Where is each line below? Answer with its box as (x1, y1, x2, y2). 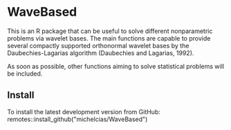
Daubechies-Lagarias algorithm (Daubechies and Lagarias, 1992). (7, 49, 194, 57)
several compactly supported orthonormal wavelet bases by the (7, 41, 190, 50)
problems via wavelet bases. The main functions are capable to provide (7, 34, 211, 42)
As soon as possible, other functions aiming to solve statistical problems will (7, 62, 225, 70)
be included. (7, 69, 43, 78)
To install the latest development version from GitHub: (7, 107, 160, 116)
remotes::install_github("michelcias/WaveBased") (7, 115, 148, 123)
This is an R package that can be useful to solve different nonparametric (7, 27, 213, 35)
